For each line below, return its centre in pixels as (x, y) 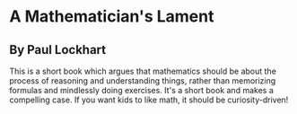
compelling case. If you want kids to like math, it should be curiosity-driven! (149, 100)
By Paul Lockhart (57, 50)
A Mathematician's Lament (112, 17)
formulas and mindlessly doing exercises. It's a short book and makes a (141, 90)
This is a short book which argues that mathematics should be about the (143, 71)
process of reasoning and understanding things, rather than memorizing (143, 81)
